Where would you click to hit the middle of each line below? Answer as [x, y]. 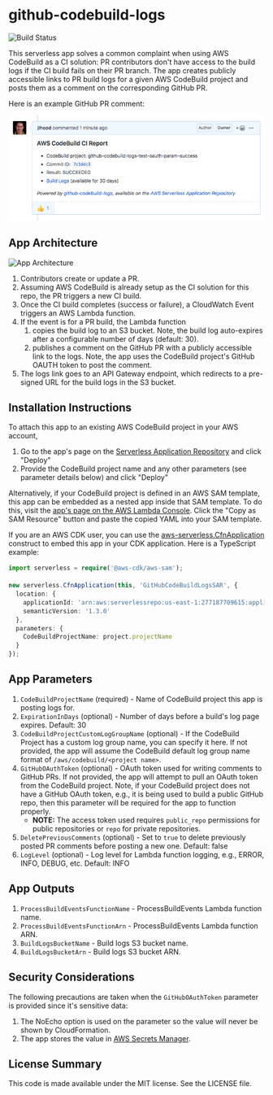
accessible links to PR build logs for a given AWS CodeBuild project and [128, 79]
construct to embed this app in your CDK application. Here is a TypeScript [132, 543]
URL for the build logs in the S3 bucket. [110, 382]
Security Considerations [72, 977]
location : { [36, 594]
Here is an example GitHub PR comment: [76, 103]
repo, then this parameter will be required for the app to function [128, 802]
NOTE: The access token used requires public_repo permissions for [146, 820]
